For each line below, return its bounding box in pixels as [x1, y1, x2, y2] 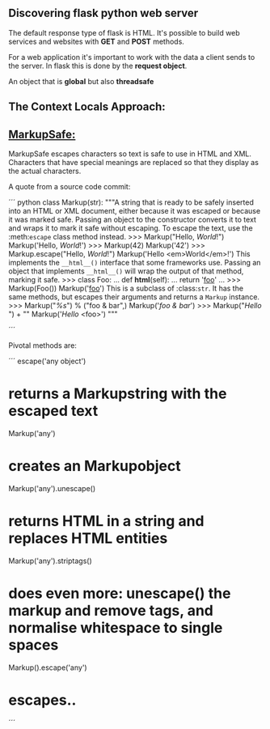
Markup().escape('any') [8, 663, 87, 672]
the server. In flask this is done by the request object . [8, 61, 188, 70]
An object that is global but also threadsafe [8, 76, 154, 86]
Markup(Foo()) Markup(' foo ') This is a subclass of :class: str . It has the [8, 283, 244, 294]
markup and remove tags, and [8, 602, 214, 620]
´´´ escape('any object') [8, 356, 86, 367]
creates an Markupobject [8, 457, 182, 476]
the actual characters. [8, 166, 82, 176]
